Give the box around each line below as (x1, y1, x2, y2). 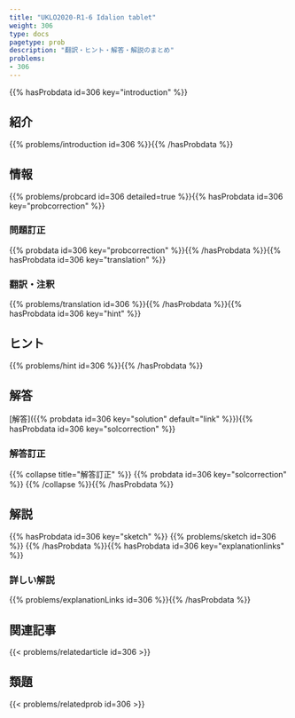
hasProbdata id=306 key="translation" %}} (9, 254, 167, 264)
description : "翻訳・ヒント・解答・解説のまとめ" (9, 46, 175, 55)
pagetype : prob (9, 37, 66, 47)
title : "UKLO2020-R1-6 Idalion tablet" (9, 12, 157, 22)
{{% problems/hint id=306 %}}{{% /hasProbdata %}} (9, 360, 204, 371)
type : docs (9, 29, 50, 38)
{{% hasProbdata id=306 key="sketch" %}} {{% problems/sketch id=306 (9, 531, 276, 541)
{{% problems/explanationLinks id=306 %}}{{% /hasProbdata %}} (9, 595, 251, 605)
